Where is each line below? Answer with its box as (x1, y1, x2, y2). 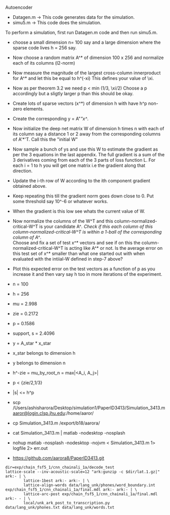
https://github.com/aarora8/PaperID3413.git (12, 455, 105, 461)
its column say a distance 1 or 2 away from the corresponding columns (12, 131, 161, 137)
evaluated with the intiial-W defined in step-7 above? (12, 256, 123, 262)
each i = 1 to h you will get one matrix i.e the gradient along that (12, 162, 146, 168)
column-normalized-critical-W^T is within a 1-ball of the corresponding (12, 229, 162, 235)
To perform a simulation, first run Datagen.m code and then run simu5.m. (5, 30, 158, 35)
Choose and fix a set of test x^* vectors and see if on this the (12, 240, 141, 246)
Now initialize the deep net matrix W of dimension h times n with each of (12, 126, 164, 131)
